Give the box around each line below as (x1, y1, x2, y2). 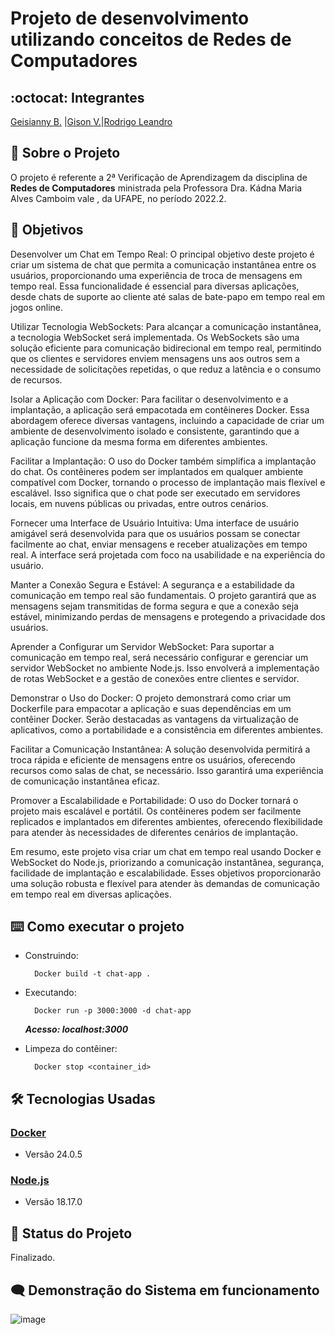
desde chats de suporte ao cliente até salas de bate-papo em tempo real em (10, 290, 326, 302)
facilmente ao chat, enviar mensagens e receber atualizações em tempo (10, 538, 308, 550)
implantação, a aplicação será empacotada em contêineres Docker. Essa (10, 403, 310, 416)
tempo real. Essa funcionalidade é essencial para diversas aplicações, (10, 280, 300, 292)
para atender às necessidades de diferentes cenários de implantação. (10, 826, 298, 838)
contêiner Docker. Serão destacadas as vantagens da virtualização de (10, 713, 299, 725)
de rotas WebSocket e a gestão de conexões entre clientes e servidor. (10, 672, 300, 684)
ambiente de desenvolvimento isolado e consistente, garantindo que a (10, 425, 300, 437)
